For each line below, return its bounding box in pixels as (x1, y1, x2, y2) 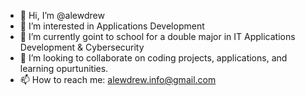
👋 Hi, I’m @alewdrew (19, 10, 105, 21)
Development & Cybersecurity (19, 41, 145, 53)
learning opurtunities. (19, 63, 109, 74)
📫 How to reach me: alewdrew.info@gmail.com (19, 74, 217, 85)
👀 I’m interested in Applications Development (19, 20, 205, 32)
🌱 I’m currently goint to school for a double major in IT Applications (19, 31, 296, 42)
